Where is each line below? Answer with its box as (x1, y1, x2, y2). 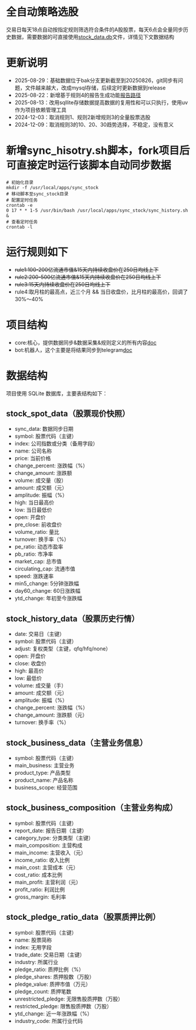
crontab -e (6, 202, 33, 208)
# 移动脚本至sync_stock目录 (6, 191, 69, 197)
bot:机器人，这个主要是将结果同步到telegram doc (14, 346, 132, 354)
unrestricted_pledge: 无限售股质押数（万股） (14, 995, 124, 1002)
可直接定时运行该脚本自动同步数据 (6, 159, 172, 172)
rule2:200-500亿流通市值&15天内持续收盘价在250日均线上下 (14, 273, 161, 280)
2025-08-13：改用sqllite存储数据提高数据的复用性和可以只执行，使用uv (14, 98, 188, 106)
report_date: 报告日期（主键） (14, 827, 87, 834)
